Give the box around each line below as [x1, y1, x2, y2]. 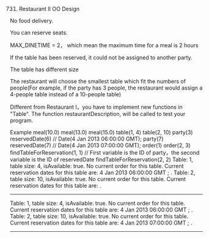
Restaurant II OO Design [18, 6, 80, 12]
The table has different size [10, 66, 79, 73]
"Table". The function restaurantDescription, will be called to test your [10, 110, 186, 117]
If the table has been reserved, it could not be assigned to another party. [10, 54, 193, 61]
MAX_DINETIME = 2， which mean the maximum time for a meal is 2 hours [10, 42, 199, 48]
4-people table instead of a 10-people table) [10, 91, 122, 98]
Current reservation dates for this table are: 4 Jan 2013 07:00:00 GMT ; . [10, 219, 193, 226]
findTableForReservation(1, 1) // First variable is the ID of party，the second [10, 149, 200, 156]
